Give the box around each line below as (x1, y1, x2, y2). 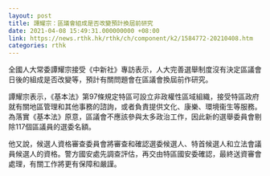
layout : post (8, 11, 52, 20)
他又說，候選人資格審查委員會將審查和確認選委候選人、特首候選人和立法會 (8, 139, 255, 149)
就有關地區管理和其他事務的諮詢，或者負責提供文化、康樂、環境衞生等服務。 (8, 102, 262, 112)
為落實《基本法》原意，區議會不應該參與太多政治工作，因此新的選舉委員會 (8, 112, 255, 121)
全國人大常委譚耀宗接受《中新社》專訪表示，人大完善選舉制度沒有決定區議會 (8, 65, 262, 75)
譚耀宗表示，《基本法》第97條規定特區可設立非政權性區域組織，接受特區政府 (8, 92, 260, 101)
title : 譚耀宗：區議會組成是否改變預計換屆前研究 (8, 19, 153, 27)
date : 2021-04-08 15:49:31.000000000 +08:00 (8, 27, 160, 35)
